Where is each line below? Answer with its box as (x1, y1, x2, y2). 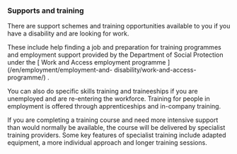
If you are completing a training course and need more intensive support (7, 116, 219, 124)
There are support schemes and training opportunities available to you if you (7, 22, 231, 31)
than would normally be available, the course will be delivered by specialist (7, 123, 226, 132)
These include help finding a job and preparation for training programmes (7, 43, 221, 52)
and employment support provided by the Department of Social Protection (7, 50, 224, 59)
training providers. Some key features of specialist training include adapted (7, 131, 226, 140)
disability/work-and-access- (114, 66, 197, 75)
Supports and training (7, 6, 84, 16)
